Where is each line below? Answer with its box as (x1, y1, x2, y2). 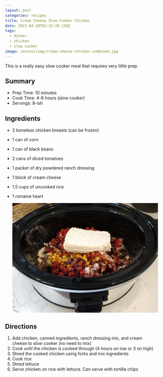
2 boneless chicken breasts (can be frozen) (12, 127, 99, 133)
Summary (5, 77, 35, 85)
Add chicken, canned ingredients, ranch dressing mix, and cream (12, 335, 143, 341)
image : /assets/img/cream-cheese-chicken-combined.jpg (5, 49, 118, 54)
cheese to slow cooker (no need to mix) (12, 340, 92, 346)
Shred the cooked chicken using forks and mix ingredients (12, 351, 129, 357)
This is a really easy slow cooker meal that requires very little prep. (5, 63, 139, 69)
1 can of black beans (12, 146, 53, 152)
